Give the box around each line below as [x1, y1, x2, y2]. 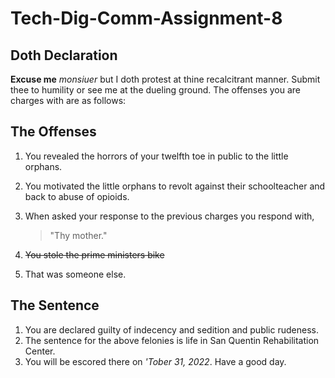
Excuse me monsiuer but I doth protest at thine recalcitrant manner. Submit [10, 73, 321, 85]
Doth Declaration [10, 47, 118, 64]
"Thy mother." [49, 229, 108, 241]
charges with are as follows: [10, 95, 127, 106]
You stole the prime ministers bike [24, 248, 165, 261]
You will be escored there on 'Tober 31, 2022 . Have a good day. [24, 355, 287, 367]
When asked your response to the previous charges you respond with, [24, 210, 315, 222]
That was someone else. [24, 268, 127, 280]
